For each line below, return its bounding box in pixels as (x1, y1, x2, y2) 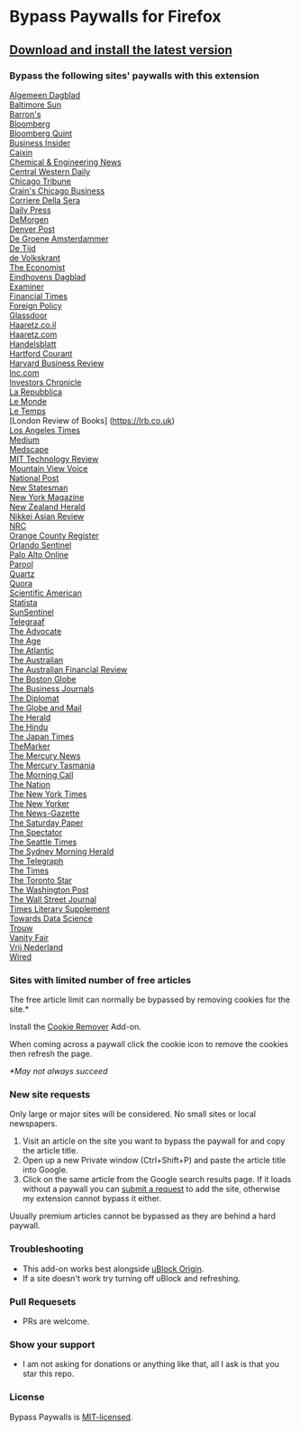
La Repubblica (9, 386, 63, 397)
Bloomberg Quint (9, 128, 73, 139)
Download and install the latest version (9, 42, 232, 58)
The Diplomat (9, 692, 59, 704)
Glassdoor (9, 309, 48, 321)
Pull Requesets (9, 1295, 77, 1308)
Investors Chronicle (9, 377, 82, 387)
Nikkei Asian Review (9, 511, 85, 522)
